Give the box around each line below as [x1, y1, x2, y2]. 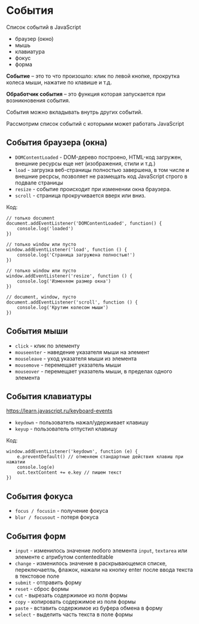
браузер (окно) [14, 35, 54, 42]
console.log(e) [17, 464, 55, 471]
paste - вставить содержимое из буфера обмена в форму [14, 605, 163, 611]
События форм [6, 531, 66, 541]
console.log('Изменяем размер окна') [17, 278, 111, 284]
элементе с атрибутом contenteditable [14, 554, 114, 560]
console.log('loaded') [17, 225, 74, 231]
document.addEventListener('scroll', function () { [6, 299, 138, 305]
